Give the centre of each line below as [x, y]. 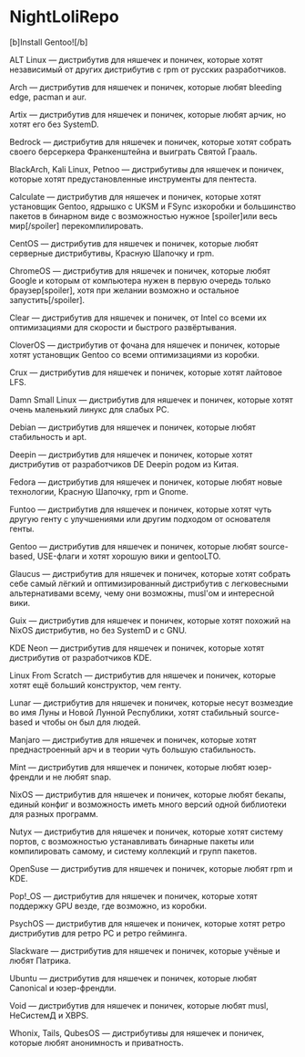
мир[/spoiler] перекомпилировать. [76, 225]
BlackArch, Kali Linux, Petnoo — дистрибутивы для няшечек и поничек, [147, 169]
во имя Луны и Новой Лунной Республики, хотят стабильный [129, 712]
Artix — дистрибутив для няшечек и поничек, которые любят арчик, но [148, 114]
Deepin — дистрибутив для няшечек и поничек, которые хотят [131, 455]
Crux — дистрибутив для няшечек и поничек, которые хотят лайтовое [146, 372]
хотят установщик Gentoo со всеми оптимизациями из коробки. [134, 354]
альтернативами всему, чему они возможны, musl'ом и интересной [142, 593]
